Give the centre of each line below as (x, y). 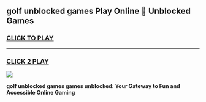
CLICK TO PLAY (30, 38)
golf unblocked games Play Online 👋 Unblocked (99, 11)
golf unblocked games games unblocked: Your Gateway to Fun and (93, 86)
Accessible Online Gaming (41, 92)
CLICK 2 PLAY (28, 61)
